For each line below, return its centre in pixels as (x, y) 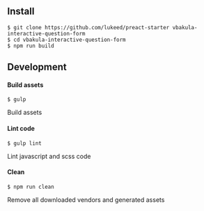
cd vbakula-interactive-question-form (70, 40)
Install (21, 11)
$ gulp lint (24, 143)
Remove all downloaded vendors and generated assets (86, 200)
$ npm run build (31, 46)
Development (37, 67)
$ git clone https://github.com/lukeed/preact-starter (88, 27)
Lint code (21, 128)
